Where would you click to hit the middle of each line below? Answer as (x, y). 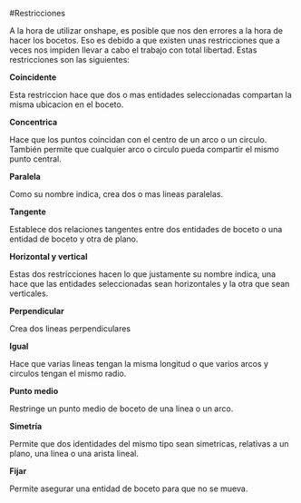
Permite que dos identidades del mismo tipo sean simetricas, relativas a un (149, 444)
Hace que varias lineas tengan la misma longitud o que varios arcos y (139, 364)
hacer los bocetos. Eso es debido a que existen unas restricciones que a (145, 40)
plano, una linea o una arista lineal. (74, 454)
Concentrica (34, 122)
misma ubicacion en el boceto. (67, 104)
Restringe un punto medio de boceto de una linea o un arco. (121, 409)
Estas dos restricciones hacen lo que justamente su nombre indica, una (143, 274)
